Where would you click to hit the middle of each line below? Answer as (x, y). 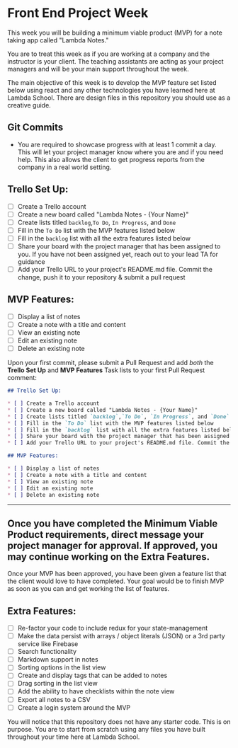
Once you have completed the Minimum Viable (113, 523)
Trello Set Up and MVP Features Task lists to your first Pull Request (106, 370)
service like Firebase (48, 644)
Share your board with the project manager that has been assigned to (119, 246)
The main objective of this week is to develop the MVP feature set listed (112, 82)
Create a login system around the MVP (74, 707)
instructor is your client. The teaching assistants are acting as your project (116, 61)
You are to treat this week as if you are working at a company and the (109, 54)
